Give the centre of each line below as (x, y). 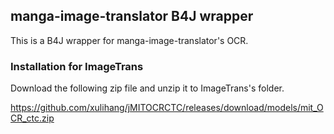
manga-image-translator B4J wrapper (132, 16)
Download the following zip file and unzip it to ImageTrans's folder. (147, 88)
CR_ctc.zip (32, 118)
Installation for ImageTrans (77, 66)
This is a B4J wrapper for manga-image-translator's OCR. (129, 40)
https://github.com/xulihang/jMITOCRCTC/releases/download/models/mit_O (167, 108)
